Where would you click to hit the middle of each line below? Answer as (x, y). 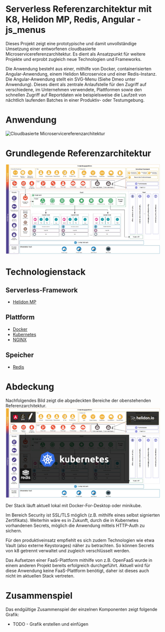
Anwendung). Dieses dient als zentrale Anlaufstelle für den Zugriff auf (76, 84)
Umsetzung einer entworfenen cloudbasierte (51, 49)
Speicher (20, 355)
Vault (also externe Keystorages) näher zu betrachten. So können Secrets (80, 545)
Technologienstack (46, 272)
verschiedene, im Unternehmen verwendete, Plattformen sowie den (74, 89)
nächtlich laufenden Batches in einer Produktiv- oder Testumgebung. (75, 100)
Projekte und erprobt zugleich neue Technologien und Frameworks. (74, 59)
